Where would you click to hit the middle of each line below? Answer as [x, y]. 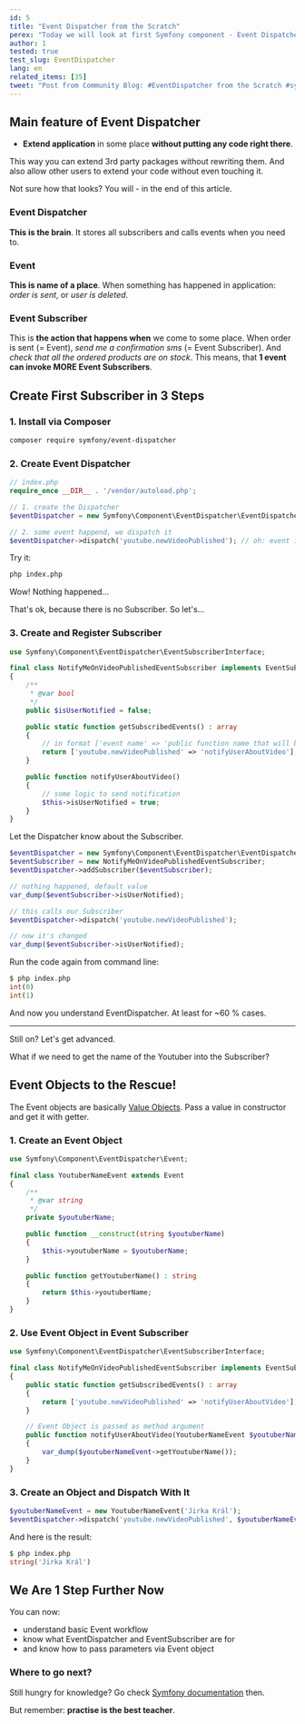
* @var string [56, 1201]
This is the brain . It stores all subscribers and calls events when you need [148, 232]
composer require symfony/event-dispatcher [93, 441]
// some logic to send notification [111, 794]
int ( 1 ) [22, 996]
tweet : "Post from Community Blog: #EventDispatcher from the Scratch [146, 85]
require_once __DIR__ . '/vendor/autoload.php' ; [103, 491]
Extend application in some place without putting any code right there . [157, 144]
